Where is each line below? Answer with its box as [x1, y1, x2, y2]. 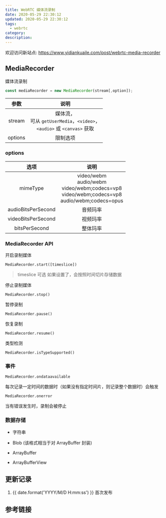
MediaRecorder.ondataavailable [5, 374, 70, 380]
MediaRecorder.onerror [5, 394, 52, 399]
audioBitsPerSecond [7, 206, 56, 213]
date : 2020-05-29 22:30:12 [5, 12, 61, 17]
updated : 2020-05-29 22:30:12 [5, 16, 68, 21]
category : [5, 30, 26, 35]
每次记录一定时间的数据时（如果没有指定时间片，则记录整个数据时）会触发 [5, 384, 158, 390]
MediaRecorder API [5, 240, 53, 247]
